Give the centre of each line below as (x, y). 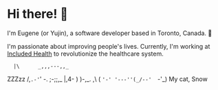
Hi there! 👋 (38, 14)
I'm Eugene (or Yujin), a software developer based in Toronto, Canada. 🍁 (110, 33)
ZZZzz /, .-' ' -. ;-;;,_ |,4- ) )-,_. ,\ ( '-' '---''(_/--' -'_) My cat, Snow (107, 79)
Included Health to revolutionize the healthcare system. (85, 54)
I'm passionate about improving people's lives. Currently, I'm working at (109, 46)
